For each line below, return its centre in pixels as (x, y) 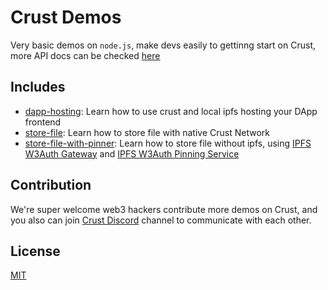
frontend (43, 122)
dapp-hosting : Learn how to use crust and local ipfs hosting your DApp (171, 111)
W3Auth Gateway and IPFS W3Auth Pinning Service (132, 153)
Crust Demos (66, 17)
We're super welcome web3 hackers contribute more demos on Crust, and (164, 209)
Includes (38, 87)
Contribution (51, 185)
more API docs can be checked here (85, 55)
